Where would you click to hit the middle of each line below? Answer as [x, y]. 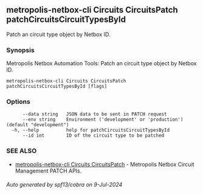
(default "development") [38, 125]
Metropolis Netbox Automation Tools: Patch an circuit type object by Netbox [101, 63]
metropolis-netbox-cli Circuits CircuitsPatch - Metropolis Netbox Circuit [105, 164]
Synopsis [20, 50]
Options [18, 102]
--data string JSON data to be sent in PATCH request [95, 114]
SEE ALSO [22, 151]
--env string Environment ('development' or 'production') [103, 120]
